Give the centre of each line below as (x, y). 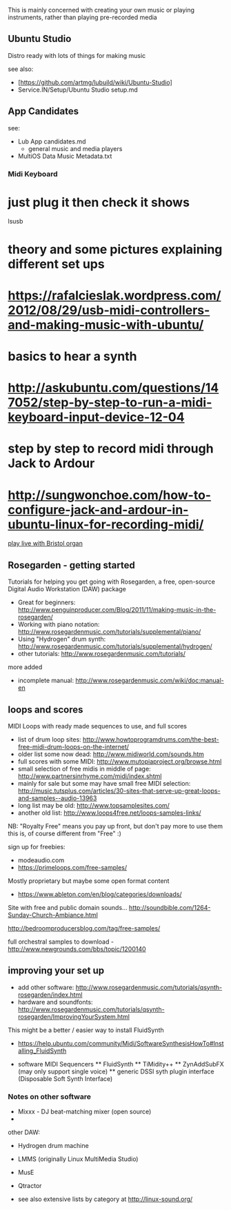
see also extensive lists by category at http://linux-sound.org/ (105, 1199)
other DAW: (24, 1132)
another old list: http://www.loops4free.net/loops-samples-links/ (110, 813)
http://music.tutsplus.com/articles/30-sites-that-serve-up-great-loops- (119, 791)
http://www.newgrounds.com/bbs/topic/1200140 (77, 949)
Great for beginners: (47, 602)
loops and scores (46, 710)
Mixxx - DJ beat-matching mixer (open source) (84, 1112)
